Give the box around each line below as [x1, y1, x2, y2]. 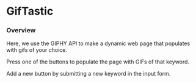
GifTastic [6, 4, 54, 18]
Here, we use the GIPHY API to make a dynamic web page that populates [6, 40, 191, 47]
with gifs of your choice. [6, 46, 68, 54]
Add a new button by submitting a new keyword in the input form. [6, 70, 171, 78]
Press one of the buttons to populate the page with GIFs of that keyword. [6, 58, 190, 65]
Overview [6, 26, 36, 35]
